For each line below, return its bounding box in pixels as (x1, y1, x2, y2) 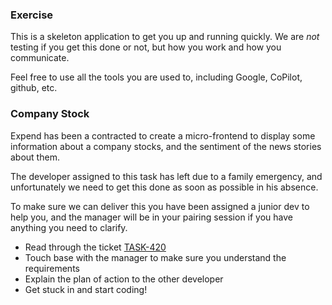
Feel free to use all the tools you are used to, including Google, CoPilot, (10, 71, 303, 83)
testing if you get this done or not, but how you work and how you (10, 41, 282, 53)
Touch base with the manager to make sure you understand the (24, 251, 287, 263)
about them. (10, 151, 60, 163)
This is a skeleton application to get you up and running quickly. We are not (10, 31, 320, 43)
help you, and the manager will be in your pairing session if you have (10, 211, 293, 223)
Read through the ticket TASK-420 (24, 241, 167, 253)
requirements (24, 262, 80, 274)
